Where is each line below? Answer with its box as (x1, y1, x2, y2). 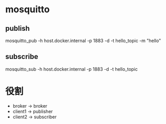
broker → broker (12, 102, 48, 109)
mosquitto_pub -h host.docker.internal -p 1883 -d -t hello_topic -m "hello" (5, 37, 161, 44)
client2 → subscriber (12, 114, 57, 120)
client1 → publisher (12, 108, 53, 114)
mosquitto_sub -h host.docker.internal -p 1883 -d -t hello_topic (5, 66, 138, 72)
